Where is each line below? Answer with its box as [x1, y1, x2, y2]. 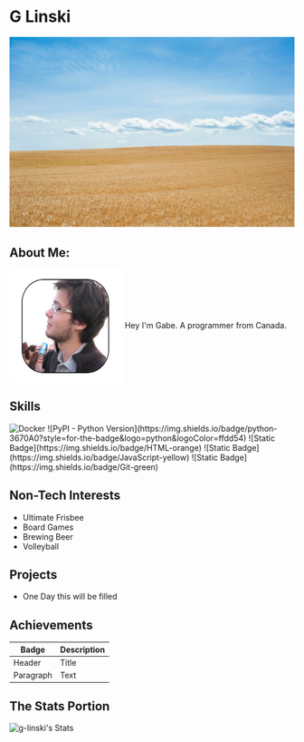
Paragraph [13, 669, 52, 681]
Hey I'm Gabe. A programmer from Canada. [124, 319, 287, 330]
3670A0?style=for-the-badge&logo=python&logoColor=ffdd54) [9, 433, 247, 444]
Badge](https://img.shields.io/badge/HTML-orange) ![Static [9, 442, 231, 453]
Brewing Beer [22, 531, 74, 542]
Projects [9, 567, 58, 582]
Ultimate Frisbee [22, 512, 84, 522]
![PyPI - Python [47, 423, 104, 434]
